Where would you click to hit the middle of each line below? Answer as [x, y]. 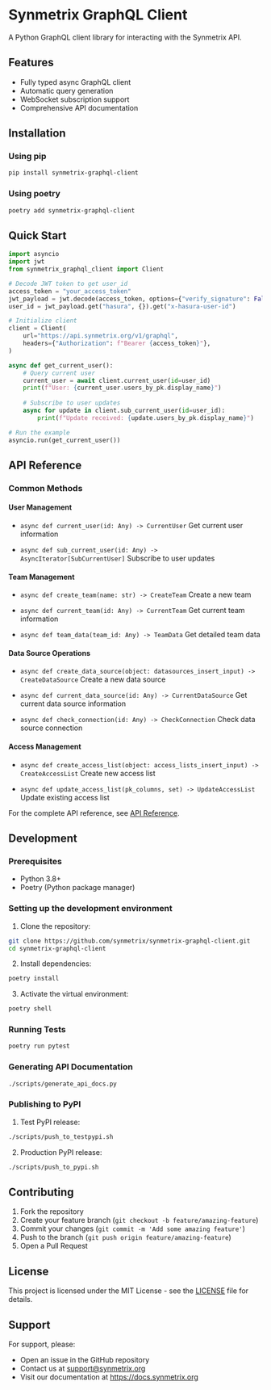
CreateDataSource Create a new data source [93, 679]
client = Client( [38, 329]
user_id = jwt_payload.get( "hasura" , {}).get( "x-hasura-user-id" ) [122, 306]
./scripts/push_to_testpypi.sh [61, 1136]
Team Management [42, 577]
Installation [37, 134]
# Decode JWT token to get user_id [68, 283]
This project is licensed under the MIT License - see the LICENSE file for [128, 1291]
